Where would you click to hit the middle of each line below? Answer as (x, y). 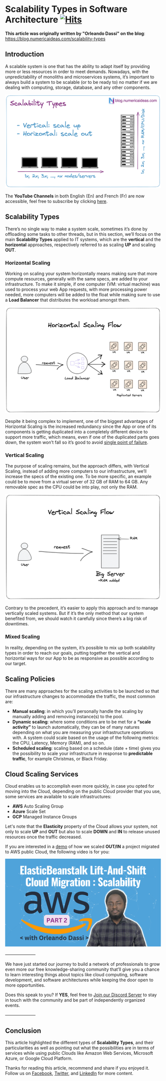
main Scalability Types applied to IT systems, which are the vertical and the (83, 239)
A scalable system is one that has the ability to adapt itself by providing (78, 66)
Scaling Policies (30, 679)
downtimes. (17, 624)
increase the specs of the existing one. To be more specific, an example (78, 476)
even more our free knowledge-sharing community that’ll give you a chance (82, 969)
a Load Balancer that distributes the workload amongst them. (68, 300)
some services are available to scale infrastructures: (58, 797)
